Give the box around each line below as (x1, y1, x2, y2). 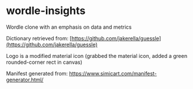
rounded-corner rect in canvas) (6, 59, 82, 66)
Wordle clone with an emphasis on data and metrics (6, 23, 132, 30)
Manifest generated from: (6, 70, 68, 77)
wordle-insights (6, 4, 86, 18)
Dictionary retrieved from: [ (6, 35, 72, 42)
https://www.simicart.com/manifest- (69, 70, 157, 77)
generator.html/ (6, 76, 44, 83)
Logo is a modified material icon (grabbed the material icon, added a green (6, 52, 188, 59)
